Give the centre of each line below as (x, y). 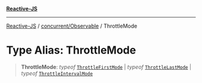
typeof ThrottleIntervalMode (57, 73)
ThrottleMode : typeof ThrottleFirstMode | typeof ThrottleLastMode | (106, 67)
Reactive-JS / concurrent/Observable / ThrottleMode (72, 26)
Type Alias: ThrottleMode (71, 50)
